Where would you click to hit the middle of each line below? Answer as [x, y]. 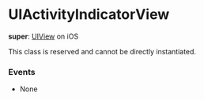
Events [22, 72]
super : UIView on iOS [43, 36]
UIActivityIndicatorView [89, 15]
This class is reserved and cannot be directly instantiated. [102, 51]
